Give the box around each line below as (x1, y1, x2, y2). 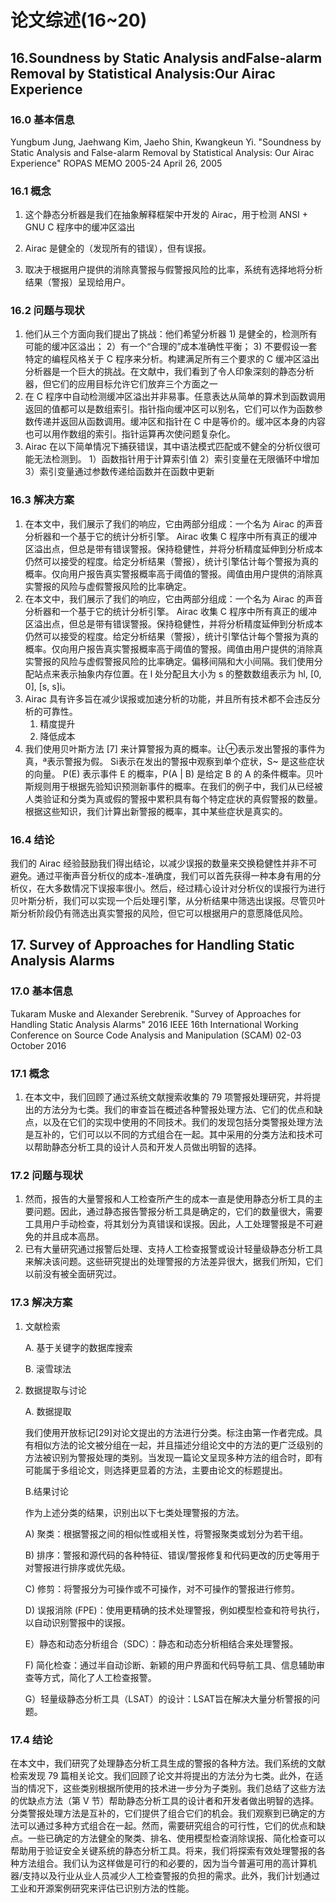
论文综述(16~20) (10, 9, 148, 32)
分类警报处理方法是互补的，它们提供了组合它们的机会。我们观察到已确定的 (10, 1807, 317, 1819)
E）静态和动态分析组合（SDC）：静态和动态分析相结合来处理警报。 (24, 1637, 299, 1650)
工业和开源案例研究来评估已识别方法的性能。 (10, 1882, 195, 1894)
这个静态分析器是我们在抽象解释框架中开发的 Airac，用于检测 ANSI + (24, 209, 309, 221)
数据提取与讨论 (24, 1384, 87, 1396)
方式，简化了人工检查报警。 (42, 1671, 157, 1683)
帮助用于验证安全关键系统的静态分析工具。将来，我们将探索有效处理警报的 (10, 1844, 317, 1856)
